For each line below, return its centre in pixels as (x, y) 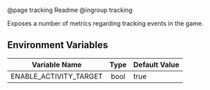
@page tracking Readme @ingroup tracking (70, 10)
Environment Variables (58, 45)
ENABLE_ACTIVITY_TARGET (57, 76)
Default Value (156, 64)
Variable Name (57, 64)
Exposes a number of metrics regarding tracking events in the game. (105, 23)
